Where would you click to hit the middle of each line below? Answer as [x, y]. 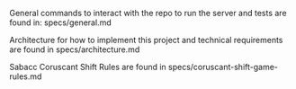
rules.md [26, 76]
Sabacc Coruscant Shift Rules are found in [88, 67]
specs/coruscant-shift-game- [223, 67]
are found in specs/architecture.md [75, 49]
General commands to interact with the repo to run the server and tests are [148, 13]
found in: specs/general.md [60, 22]
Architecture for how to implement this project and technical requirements [146, 40]
